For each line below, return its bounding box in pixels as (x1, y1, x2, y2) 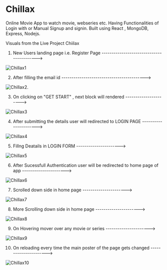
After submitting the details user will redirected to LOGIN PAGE (12, 118, 141, 124)
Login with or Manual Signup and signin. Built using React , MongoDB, (5, 25, 149, 31)
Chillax (5, 3, 35, 15)
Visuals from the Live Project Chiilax (5, 40, 80, 46)
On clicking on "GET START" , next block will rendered (12, 94, 125, 100)
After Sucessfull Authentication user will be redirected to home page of (12, 162, 159, 168)
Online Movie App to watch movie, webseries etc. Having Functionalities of (5, 20, 159, 26)
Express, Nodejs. (5, 30, 41, 36)
